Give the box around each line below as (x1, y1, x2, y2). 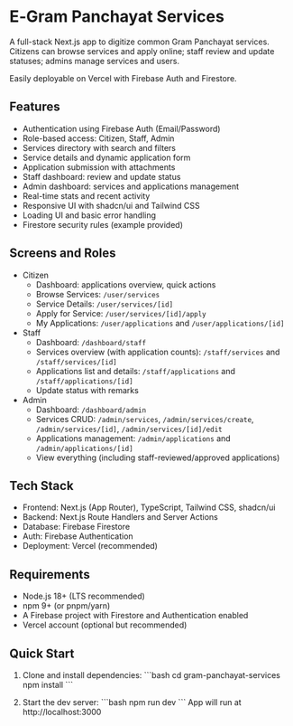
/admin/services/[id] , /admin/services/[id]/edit (35, 423, 223, 434)
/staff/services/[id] (35, 357, 117, 367)
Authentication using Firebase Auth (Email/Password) (22, 123, 221, 134)
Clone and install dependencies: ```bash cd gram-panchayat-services (22, 670, 281, 680)
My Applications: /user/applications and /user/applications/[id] (35, 317, 285, 328)
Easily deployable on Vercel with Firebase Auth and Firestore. (9, 72, 237, 83)
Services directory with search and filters (22, 142, 176, 153)
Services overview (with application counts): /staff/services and (35, 346, 280, 357)
